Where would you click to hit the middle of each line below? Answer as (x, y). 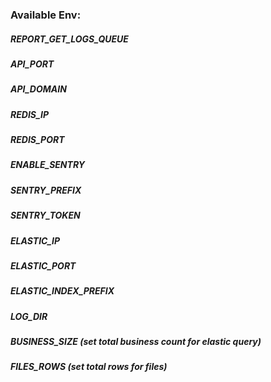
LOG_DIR (29, 316)
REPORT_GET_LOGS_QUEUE (69, 39)
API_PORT (32, 64)
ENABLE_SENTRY (47, 165)
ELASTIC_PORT (43, 265)
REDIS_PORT (37, 140)
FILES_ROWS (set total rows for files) (89, 367)
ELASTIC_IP (35, 240)
